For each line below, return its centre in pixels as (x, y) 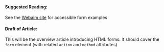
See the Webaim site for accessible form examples (56, 17)
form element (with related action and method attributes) (61, 45)
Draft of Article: (21, 29)
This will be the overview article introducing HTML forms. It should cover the (82, 39)
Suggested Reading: (26, 7)
